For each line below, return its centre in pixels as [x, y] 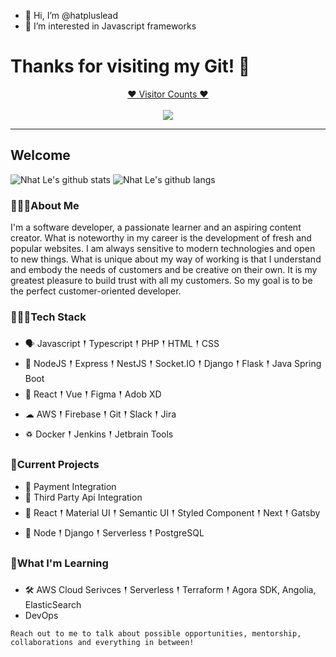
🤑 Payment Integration [70, 486]
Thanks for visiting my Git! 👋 [130, 66]
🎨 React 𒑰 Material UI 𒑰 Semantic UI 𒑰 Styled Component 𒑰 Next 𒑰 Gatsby [172, 512]
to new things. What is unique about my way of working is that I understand [166, 259]
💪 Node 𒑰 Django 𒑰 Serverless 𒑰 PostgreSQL [114, 532]
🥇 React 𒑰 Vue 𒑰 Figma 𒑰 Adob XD [93, 394]
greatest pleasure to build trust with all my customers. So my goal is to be [161, 281]
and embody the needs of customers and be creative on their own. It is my [164, 270]
